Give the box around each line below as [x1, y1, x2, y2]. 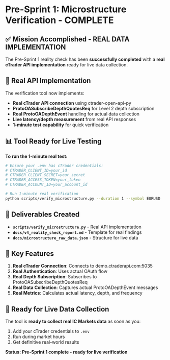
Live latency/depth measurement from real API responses [12, 116, 136, 122]
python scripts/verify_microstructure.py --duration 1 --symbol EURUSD [5, 196, 160, 201]
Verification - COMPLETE [5, 14, 114, 26]
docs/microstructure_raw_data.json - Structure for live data [12, 234, 138, 241]
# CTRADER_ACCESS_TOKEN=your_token [5, 177, 81, 182]
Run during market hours [12, 333, 65, 340]
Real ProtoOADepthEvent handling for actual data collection [12, 111, 140, 117]
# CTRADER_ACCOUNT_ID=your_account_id [5, 182, 88, 187]
